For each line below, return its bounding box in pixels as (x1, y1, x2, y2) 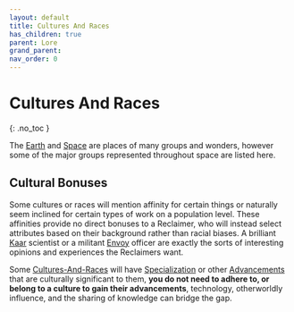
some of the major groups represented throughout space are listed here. (9, 149, 276, 160)
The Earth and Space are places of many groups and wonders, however (9, 139, 274, 150)
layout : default (9, 13, 70, 22)
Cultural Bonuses (9, 175, 108, 190)
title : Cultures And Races (9, 21, 110, 30)
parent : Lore (9, 38, 58, 47)
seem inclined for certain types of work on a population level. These (9, 208, 260, 219)
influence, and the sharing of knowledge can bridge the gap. (9, 292, 232, 303)
